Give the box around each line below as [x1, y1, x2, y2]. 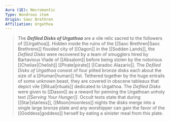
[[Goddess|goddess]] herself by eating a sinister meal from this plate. [17, 110, 163, 116]
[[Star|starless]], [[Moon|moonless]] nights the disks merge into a [17, 99, 155, 106]
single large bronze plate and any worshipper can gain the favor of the [17, 105, 165, 111]
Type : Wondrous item [5, 12, 49, 17]
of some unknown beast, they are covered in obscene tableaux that [17, 78, 159, 84]
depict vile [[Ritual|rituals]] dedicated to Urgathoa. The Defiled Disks [17, 84, 161, 90]
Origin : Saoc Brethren [5, 17, 53, 22]
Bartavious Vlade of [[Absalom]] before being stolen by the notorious [17, 56, 162, 63]
